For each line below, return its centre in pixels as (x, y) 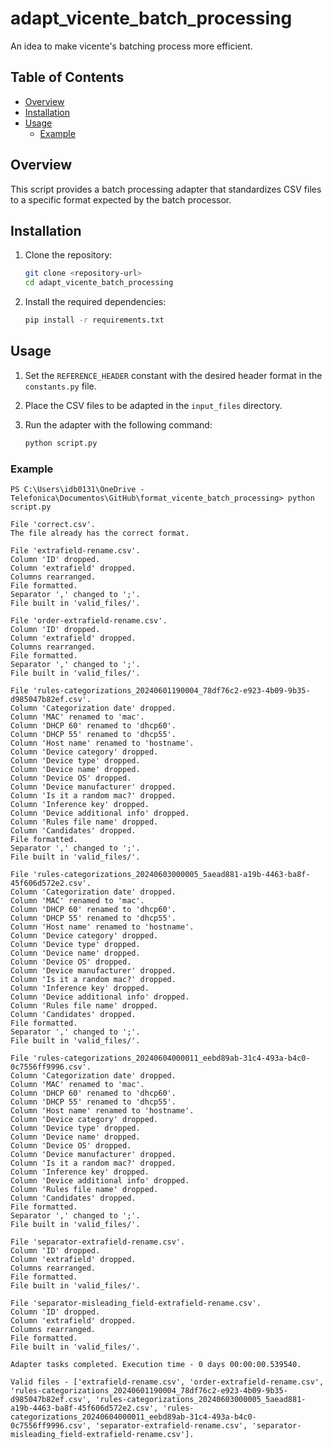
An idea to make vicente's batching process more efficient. (131, 46)
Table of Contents (67, 77)
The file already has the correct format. (100, 533)
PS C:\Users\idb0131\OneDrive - (77, 489)
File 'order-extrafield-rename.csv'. (89, 620)
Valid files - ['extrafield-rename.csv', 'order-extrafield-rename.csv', (167, 1382)
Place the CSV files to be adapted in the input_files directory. (153, 405)
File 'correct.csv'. (53, 524)
